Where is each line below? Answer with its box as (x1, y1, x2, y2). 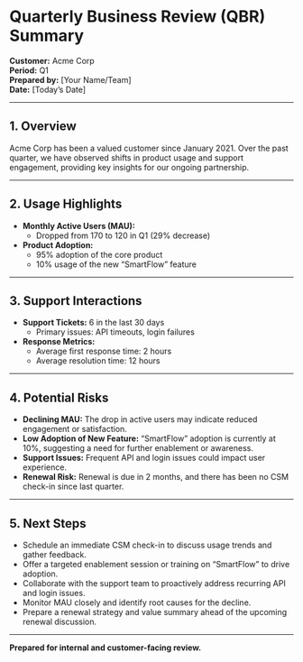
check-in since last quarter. (22, 481, 124, 492)
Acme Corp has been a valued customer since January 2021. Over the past (9, 143, 289, 153)
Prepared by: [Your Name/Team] (9, 74, 133, 85)
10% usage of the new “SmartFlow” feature (35, 259, 197, 270)
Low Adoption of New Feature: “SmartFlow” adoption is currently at (22, 433, 277, 444)
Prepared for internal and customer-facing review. (9, 642, 202, 653)
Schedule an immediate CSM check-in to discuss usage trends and (22, 539, 272, 550)
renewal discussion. (22, 616, 97, 627)
